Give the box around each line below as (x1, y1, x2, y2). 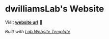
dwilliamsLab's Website (5, 3, 104, 14)
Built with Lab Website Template (5, 28, 70, 34)
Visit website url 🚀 (5, 19, 43, 25)
